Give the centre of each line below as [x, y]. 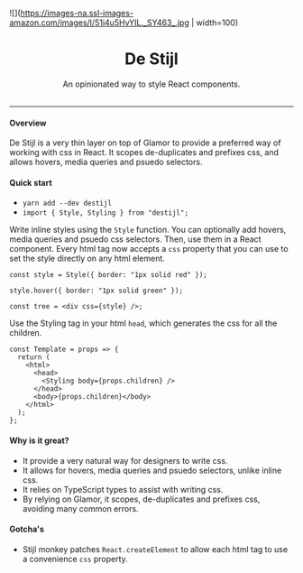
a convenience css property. [75, 559]
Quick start [31, 182]
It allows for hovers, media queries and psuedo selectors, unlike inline [152, 470]
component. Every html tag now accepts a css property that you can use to [149, 249]
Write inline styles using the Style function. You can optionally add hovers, [148, 230]
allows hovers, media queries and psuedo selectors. [106, 162]
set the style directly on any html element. [87, 259]
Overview [28, 123]
